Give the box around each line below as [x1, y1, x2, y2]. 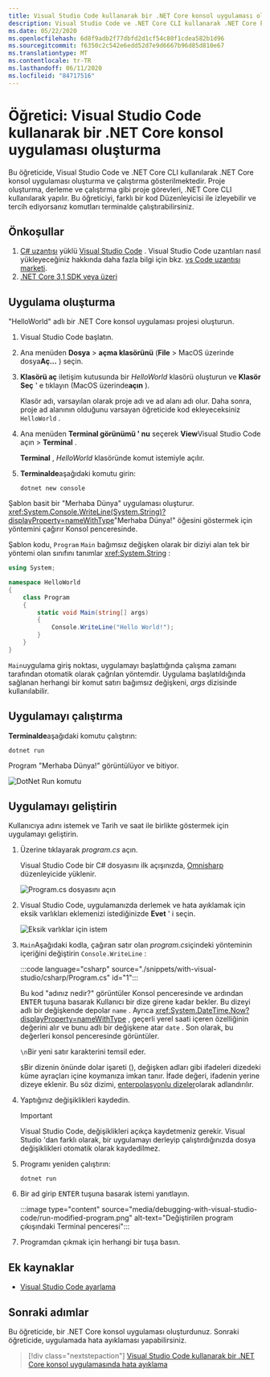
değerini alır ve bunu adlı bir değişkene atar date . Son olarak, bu [19, 1022, 234, 1032]
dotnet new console [19, 484, 86, 492]
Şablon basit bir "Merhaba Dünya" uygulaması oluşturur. [8, 499, 194, 508]
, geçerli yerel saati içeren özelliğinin [128, 1014, 249, 1024]
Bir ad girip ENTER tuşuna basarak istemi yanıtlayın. [19, 1189, 190, 1199]
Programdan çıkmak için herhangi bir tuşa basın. [19, 1238, 181, 1247]
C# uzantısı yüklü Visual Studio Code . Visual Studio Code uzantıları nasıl [19, 247, 261, 256]
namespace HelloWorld [8, 579, 81, 587]
